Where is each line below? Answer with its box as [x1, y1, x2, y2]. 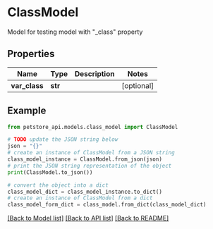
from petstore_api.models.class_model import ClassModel [7, 123, 178, 130]
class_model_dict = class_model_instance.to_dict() [7, 188, 162, 195]
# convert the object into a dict [7, 181, 109, 189]
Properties [7, 48, 55, 60]
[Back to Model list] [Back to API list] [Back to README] [7, 214, 169, 223]
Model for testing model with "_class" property [7, 27, 143, 36]
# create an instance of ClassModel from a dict [7, 194, 153, 202]
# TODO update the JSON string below [7, 136, 118, 143]
